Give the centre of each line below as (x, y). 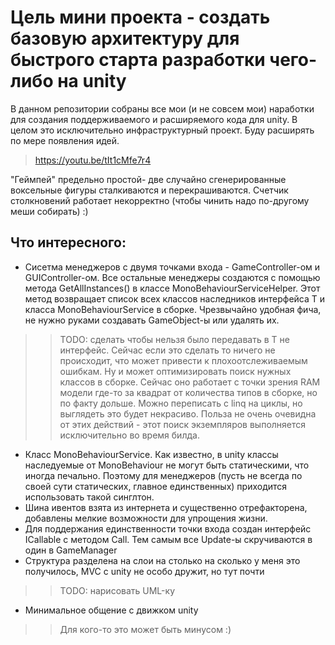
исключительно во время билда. (129, 435)
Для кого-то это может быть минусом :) (145, 629)
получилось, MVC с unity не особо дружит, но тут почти (144, 571)
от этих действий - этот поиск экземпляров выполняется (183, 424)
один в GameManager (71, 550)
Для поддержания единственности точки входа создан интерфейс (168, 528)
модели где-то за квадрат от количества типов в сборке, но (188, 392)
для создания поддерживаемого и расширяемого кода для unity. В (154, 119)
